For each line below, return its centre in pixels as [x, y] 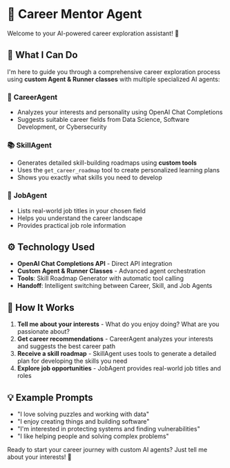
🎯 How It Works [41, 307]
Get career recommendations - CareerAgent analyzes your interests [115, 339]
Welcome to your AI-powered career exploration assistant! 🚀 [93, 33]
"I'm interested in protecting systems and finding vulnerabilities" [108, 429]
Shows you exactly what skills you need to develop [89, 178]
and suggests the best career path [66, 346]
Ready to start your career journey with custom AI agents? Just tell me [107, 450]
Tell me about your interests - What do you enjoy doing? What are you [118, 324]
